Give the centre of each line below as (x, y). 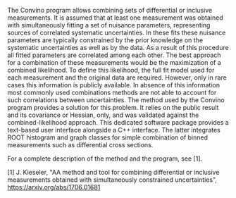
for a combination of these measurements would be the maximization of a (114, 62)
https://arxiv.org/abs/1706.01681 (54, 187)
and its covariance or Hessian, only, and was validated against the (103, 115)
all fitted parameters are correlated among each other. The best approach (114, 55)
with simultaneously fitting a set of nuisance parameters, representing (109, 25)
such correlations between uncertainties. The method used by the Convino (116, 100)
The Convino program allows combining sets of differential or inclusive (110, 10)
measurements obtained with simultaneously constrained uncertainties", (112, 180)
